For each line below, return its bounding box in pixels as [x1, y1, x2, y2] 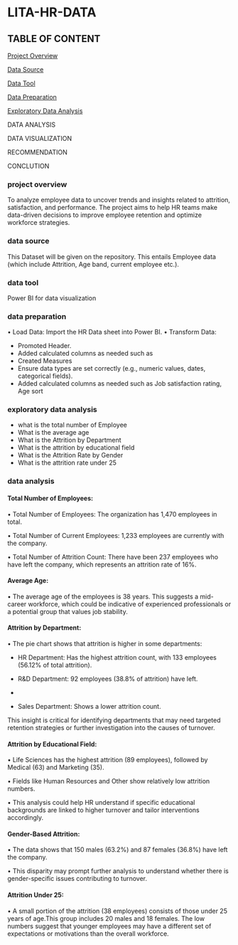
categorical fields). [17, 371, 73, 381]
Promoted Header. [17, 342, 72, 350]
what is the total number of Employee [17, 421, 128, 429]
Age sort [17, 387, 43, 396]
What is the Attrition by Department [17, 435, 122, 445]
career [7, 599, 27, 608]
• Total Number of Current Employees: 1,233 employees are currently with [7, 531, 225, 539]
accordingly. [7, 813, 44, 822]
